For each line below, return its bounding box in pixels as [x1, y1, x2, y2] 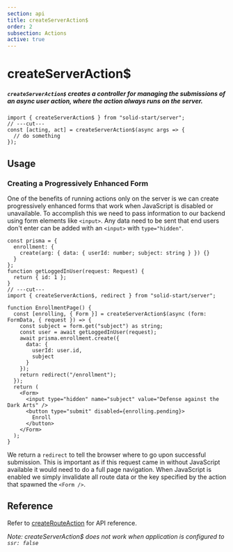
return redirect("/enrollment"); [19, 371, 117, 378]
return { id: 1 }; [13, 274, 67, 281]
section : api [7, 10, 45, 17]
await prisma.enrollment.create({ [19, 335, 120, 342]
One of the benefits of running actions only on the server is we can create [7, 194, 219, 203]
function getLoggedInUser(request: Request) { [7, 267, 145, 275]
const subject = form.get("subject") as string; [19, 322, 163, 329]
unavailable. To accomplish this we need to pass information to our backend [7, 209, 226, 217]
